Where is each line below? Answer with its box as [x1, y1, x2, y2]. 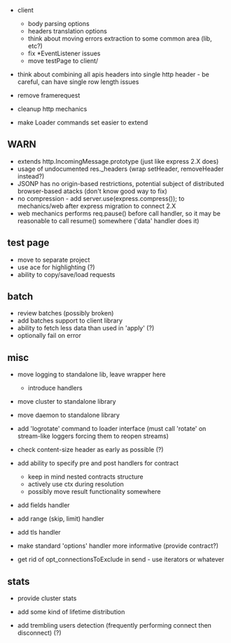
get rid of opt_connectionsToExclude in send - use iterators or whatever [17, 556, 225, 564]
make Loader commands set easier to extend [17, 118, 148, 127]
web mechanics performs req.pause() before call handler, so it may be [17, 209, 220, 218]
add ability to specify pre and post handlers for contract [17, 459, 178, 467]
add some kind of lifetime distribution [17, 608, 125, 616]
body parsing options [27, 20, 90, 27]
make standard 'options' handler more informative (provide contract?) [17, 542, 219, 550]
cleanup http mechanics [17, 105, 87, 113]
